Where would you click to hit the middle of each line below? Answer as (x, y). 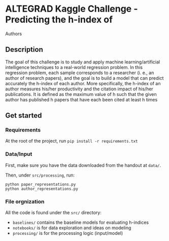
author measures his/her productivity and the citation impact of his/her (79, 89)
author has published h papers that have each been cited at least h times (81, 99)
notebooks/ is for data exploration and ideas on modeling (72, 228)
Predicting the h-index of (59, 20)
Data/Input (19, 154)
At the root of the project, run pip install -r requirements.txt (72, 141)
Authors (13, 33)
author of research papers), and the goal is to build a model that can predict (84, 78)
